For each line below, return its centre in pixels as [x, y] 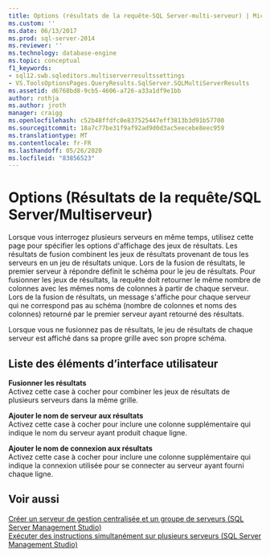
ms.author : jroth [37, 105]
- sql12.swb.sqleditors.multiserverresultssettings [96, 76]
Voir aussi [34, 499]
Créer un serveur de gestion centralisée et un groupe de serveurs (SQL [126, 518]
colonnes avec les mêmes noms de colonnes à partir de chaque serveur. [129, 289]
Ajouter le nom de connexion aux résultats [80, 448]
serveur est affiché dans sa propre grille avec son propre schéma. [118, 338]
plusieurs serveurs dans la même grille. [74, 400]
